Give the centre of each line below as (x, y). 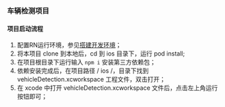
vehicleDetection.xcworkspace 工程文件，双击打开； (91, 80)
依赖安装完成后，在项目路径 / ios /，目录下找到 (83, 71)
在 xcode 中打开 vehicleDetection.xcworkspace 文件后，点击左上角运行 (117, 88)
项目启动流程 (25, 28)
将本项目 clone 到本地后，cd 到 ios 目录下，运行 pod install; (101, 53)
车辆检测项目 (28, 10)
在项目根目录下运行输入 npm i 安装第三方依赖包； (86, 62)
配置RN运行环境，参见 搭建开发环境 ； (69, 45)
